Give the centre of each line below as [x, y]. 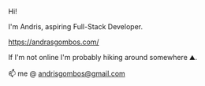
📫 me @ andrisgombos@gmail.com [67, 73]
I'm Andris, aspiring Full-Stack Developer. [76, 26]
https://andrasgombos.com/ [54, 42]
